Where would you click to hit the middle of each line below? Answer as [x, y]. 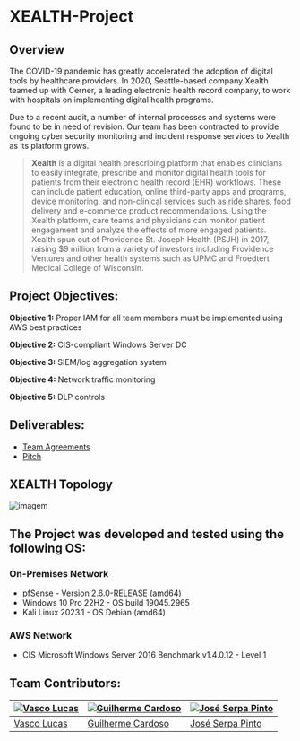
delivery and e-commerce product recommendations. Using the [149, 211]
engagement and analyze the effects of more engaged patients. [149, 230]
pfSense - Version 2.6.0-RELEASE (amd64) [102, 593]
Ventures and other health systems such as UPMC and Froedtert [150, 258]
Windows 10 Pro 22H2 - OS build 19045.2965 [106, 603]
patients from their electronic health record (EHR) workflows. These [156, 182]
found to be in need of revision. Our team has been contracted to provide [144, 126]
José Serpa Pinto [226, 724]
